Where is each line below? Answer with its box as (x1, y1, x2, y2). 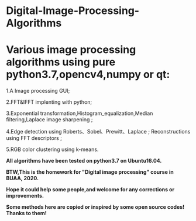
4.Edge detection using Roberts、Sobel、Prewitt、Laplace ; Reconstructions (6, 128, 191, 135)
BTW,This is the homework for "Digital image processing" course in (6, 169, 174, 176)
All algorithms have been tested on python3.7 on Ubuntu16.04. (6, 157, 162, 164)
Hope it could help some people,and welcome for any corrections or (6, 186, 175, 193)
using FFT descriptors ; (6, 135, 63, 142)
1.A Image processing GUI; (6, 87, 70, 94)
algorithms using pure (6, 55, 116, 69)
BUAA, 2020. (6, 175, 39, 182)
